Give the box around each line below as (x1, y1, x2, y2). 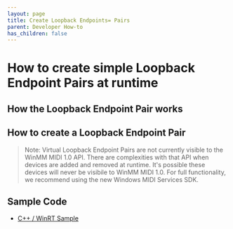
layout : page (7, 10, 46, 18)
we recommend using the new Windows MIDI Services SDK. (24, 175, 199, 183)
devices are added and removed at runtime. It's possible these (24, 160, 206, 169)
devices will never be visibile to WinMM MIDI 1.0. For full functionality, (24, 168, 226, 176)
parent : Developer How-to (7, 23, 83, 30)
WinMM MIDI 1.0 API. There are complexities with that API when (24, 152, 209, 162)
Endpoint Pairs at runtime (7, 75, 159, 91)
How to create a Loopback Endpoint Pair (7, 127, 186, 139)
